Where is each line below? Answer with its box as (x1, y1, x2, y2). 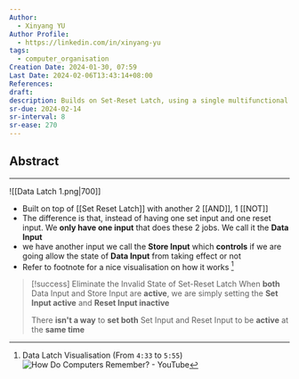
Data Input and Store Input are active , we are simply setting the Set (30, 288, 279, 299)
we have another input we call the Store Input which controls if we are (21, 241, 282, 251)
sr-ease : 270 (9, 121, 58, 130)
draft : (9, 87, 34, 96)
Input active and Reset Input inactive (30, 298, 170, 309)
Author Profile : (9, 29, 69, 38)
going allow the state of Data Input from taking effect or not (21, 251, 242, 261)
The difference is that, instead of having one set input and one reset (21, 212, 271, 223)
